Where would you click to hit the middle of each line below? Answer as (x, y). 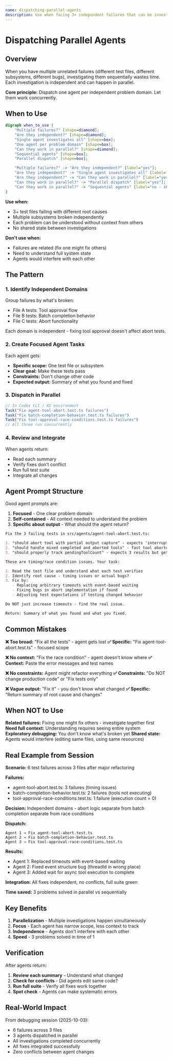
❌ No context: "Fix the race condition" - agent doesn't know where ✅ (79, 657)
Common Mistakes (36, 630)
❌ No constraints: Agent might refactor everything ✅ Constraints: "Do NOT (85, 673)
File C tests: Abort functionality (45, 321)
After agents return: (26, 965)
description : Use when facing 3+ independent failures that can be (79, 15)
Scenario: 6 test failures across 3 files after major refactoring (70, 768)
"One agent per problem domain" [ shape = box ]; (64, 144)
